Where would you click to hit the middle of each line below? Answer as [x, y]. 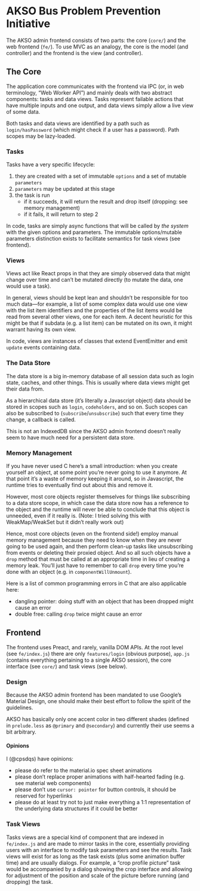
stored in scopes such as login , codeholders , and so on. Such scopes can [97, 407]
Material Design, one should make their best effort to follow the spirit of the [99, 701]
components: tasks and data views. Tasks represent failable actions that [95, 99]
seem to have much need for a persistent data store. [71, 437]
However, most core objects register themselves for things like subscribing [98, 496]
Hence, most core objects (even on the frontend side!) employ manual [92, 533]
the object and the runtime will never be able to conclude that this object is [98, 509]
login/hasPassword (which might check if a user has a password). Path [93, 129]
